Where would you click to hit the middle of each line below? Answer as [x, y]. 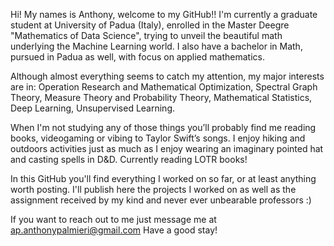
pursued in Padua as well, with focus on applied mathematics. [137, 57]
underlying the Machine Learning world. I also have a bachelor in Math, [156, 46]
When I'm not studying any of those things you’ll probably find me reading [163, 127]
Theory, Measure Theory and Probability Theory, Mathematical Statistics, [161, 97]
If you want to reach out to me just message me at [113, 219]
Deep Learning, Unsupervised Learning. [93, 108]
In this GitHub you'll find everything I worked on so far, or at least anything [163, 178]
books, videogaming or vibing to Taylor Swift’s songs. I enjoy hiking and [158, 138]
